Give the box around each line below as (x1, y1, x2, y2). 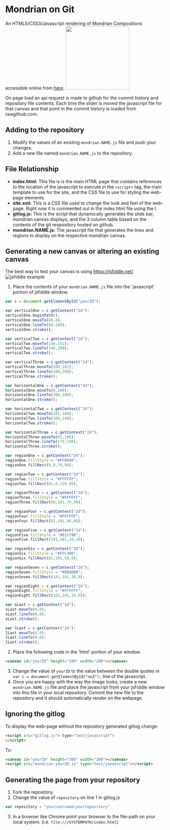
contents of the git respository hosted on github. (12, 221, 114, 227)
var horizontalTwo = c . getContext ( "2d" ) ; (5, 406, 94, 411)
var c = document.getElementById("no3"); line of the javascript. (12, 673, 147, 679)
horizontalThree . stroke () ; (5, 444, 62, 449)
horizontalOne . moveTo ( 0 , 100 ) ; (5, 388, 70, 393)
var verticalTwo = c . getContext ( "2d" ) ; (5, 336, 90, 341)
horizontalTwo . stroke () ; (5, 421, 58, 426)
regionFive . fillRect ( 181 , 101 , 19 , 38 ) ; (5, 537, 85, 542)
